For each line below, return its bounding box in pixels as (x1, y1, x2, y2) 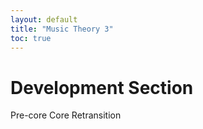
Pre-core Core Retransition (10, 109, 122, 121)
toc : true (10, 33, 52, 43)
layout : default (10, 14, 78, 25)
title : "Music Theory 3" (10, 24, 114, 34)
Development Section (10, 76, 194, 99)
